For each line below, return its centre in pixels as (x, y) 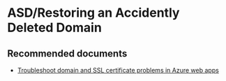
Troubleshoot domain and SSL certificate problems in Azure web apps (118, 70)
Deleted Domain (55, 28)
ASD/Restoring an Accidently (93, 13)
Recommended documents (67, 53)
